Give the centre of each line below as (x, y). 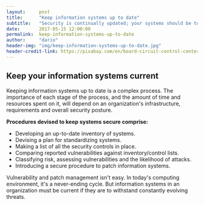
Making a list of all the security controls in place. (76, 146)
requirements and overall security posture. (59, 110)
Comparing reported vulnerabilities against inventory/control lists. (97, 153)
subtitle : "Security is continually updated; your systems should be (99, 23)
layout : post (28, 12)
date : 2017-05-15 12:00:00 (49, 29)
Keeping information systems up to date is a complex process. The (90, 90)
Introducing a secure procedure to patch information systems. (93, 166)
